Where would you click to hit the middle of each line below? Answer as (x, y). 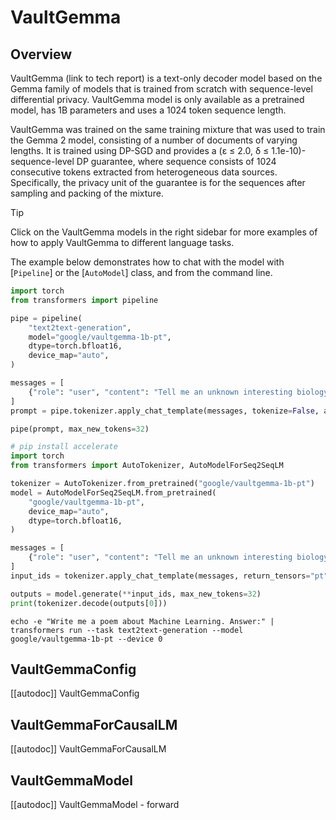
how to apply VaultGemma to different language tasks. (122, 242)
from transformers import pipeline (84, 300)
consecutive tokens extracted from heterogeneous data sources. (144, 172)
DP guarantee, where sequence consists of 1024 (176, 161)
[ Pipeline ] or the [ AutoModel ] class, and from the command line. (141, 272)
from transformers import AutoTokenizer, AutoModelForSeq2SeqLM (147, 466)
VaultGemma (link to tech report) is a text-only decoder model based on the (166, 78)
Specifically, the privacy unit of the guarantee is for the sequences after (158, 182)
